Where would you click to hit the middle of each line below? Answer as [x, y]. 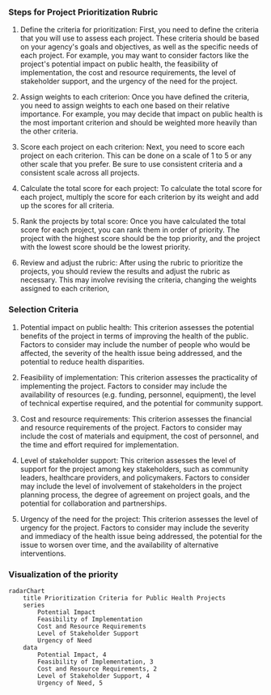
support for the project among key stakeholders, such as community [134, 468]
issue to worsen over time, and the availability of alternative [119, 545]
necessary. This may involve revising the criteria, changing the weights [138, 280]
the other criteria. [49, 131]
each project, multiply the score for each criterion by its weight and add [139, 197]
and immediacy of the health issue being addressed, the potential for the [141, 536]
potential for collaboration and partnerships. [93, 503]
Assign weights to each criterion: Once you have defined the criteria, [135, 97]
